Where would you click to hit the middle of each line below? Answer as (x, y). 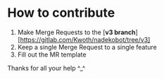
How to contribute (61, 13)
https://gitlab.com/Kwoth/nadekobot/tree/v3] (85, 39)
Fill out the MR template (52, 55)
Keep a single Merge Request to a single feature (87, 47)
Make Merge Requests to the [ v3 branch (76, 32)
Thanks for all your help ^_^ (46, 68)
